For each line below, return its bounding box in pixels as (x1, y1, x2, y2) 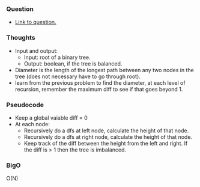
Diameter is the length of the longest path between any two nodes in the (14, 66, 194, 73)
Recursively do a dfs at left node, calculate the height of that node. (23, 127, 189, 134)
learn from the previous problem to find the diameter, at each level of (14, 79, 186, 86)
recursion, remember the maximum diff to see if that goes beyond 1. (14, 85, 183, 93)
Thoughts (6, 34, 35, 42)
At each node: (14, 120, 50, 127)
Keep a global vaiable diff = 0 (14, 114, 88, 121)
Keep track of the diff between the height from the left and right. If (23, 139, 188, 147)
